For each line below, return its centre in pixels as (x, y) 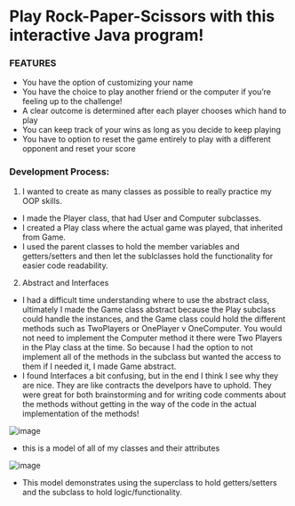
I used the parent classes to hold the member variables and (131, 246)
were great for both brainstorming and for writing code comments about (154, 395)
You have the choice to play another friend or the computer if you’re (146, 92)
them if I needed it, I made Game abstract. (99, 366)
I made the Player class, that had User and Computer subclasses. (142, 218)
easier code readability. (65, 265)
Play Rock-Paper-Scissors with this (142, 16)
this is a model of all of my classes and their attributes (121, 448)
